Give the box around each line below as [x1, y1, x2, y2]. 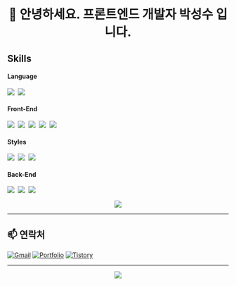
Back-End [7, 170, 37, 178]
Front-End [7, 105, 38, 113]
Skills [7, 52, 32, 64]
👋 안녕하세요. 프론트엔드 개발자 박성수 [8, 6, 214, 23]
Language [7, 72, 37, 81]
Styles [7, 137, 27, 146]
